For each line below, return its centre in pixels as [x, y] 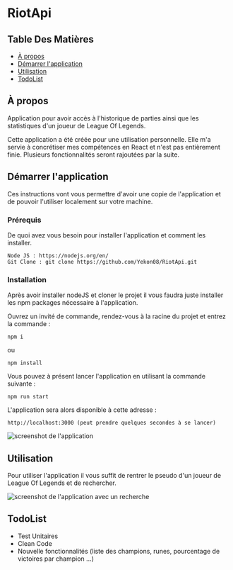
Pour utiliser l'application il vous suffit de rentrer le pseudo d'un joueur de [114, 476]
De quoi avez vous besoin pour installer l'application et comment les [107, 235]
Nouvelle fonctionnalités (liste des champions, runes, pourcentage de [119, 551]
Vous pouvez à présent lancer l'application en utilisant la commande [107, 376]
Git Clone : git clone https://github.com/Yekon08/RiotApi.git [102, 262]
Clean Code [35, 543]
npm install [25, 363]
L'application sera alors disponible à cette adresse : [82, 410]
